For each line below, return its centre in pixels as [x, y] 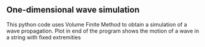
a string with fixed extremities [44, 37]
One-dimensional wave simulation [73, 10]
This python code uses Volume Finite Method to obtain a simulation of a [97, 24]
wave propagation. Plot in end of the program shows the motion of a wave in [103, 31]
